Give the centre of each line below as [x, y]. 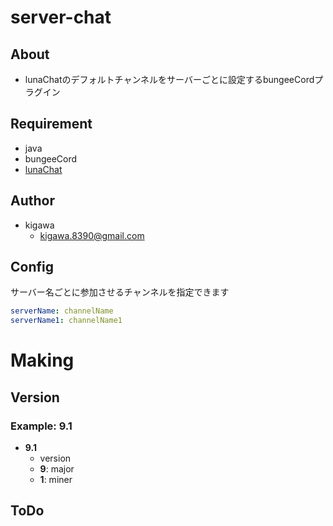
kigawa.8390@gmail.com [92, 235]
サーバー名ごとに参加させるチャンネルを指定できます [120, 292]
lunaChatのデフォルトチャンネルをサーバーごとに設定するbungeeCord [169, 79]
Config [32, 267]
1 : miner [56, 480]
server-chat [61, 17]
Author [32, 201]
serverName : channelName [62, 311]
